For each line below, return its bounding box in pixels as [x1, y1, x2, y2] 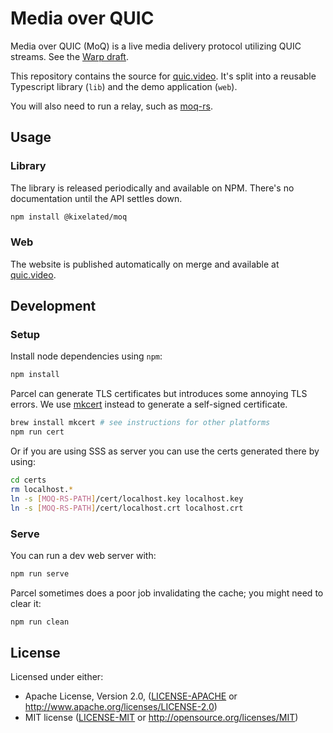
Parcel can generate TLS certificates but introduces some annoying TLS [10, 388, 308, 400]
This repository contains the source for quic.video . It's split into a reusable [10, 70, 317, 82]
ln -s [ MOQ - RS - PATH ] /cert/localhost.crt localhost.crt [10, 503, 244, 513]
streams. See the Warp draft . [10, 50, 129, 62]
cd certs [10, 475, 47, 486]
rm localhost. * [10, 484, 74, 494]
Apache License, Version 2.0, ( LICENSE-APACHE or [24, 690, 238, 702]
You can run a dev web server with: [10, 549, 157, 561]
